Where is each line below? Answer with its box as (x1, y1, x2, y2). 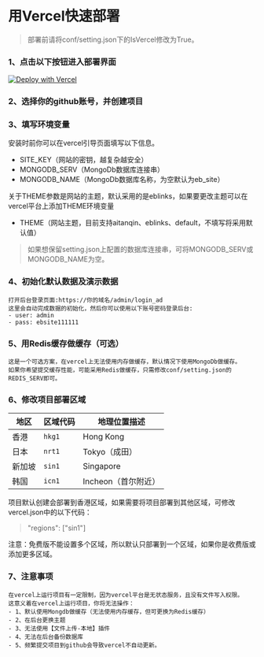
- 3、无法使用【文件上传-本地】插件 (8, 624, 110, 633)
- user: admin (8, 311, 55, 319)
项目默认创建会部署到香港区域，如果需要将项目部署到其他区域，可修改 (8, 498, 236, 507)
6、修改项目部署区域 (8, 394, 86, 405)
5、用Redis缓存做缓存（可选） (8, 338, 124, 349)
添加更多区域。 (8, 549, 57, 559)
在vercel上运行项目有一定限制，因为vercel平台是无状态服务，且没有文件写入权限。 (8, 591, 244, 599)
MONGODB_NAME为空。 (27, 254, 109, 264)
